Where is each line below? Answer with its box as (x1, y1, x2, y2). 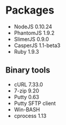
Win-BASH (13, 106, 40, 113)
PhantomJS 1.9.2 (13, 29, 55, 36)
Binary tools (5, 65, 51, 75)
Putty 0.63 (13, 93, 39, 100)
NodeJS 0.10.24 (13, 23, 53, 30)
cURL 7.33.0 (13, 81, 43, 88)
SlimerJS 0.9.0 (13, 35, 49, 42)
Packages (5, 4, 55, 17)
